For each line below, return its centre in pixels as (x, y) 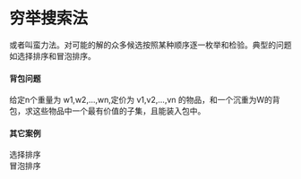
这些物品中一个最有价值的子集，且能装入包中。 (119, 111)
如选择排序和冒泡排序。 (52, 55)
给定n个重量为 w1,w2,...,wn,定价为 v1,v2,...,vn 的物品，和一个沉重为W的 (141, 100)
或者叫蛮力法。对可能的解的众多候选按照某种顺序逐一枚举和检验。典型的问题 (150, 45)
